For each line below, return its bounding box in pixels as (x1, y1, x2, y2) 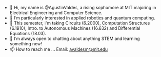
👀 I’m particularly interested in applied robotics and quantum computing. (9, 15, 155, 20)
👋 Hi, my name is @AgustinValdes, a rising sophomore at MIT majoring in (9, 5, 156, 10)
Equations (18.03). (9, 31, 46, 36)
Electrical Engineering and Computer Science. (9, 10, 102, 16)
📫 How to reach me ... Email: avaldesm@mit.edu (9, 46, 108, 52)
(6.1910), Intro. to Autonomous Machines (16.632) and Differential (9, 25, 141, 31)
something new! (9, 41, 42, 46)
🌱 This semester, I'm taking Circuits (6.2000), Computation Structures (9, 20, 150, 26)
